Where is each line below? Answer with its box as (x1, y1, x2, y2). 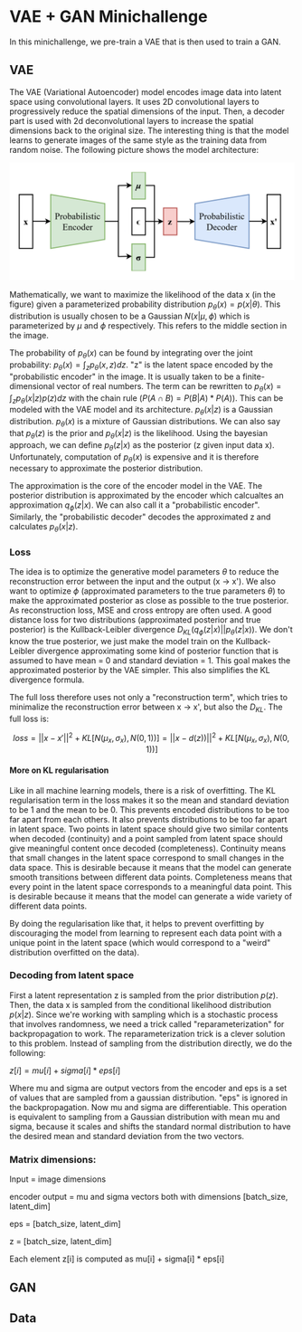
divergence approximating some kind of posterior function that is (36, 645, 278, 657)
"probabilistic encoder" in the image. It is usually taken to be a (9, 371, 241, 382)
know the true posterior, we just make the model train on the (9, 636, 234, 647)
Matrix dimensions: (9, 1153, 97, 1165)
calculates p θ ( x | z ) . (9, 521, 79, 534)
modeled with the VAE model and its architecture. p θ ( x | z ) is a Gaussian (9, 404, 273, 417)
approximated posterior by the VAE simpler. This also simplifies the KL (9, 665, 270, 676)
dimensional (9, 380, 55, 391)
